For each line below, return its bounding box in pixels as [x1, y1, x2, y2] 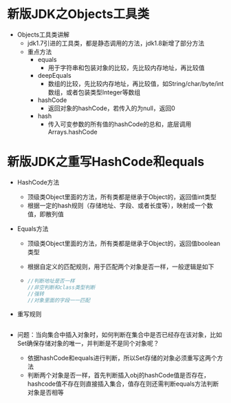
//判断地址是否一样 [27, 277, 76, 285]
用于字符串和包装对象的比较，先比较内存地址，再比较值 [47, 63, 205, 72]
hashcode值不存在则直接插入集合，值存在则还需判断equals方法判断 [27, 380, 219, 388]
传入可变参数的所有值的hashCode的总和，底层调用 [47, 120, 192, 128]
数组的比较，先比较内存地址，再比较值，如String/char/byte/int [47, 79, 224, 87]
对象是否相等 [27, 389, 64, 397]
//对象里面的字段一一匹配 [27, 297, 91, 304]
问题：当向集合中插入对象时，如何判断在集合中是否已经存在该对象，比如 [16, 331, 222, 339]
